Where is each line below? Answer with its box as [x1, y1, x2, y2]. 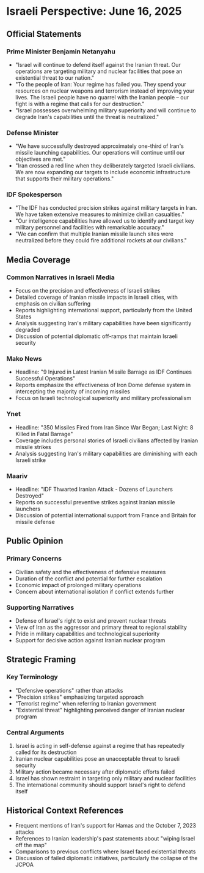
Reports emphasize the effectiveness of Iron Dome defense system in [15, 382, 191, 389]
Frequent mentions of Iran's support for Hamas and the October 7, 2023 [15, 821, 197, 829]
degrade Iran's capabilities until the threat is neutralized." [15, 113, 159, 120]
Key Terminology [6, 673, 58, 682]
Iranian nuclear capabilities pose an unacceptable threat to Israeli [15, 755, 180, 763]
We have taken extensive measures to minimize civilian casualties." [15, 210, 184, 218]
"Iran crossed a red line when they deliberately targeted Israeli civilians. [15, 162, 195, 169]
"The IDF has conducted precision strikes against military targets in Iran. [15, 204, 197, 212]
